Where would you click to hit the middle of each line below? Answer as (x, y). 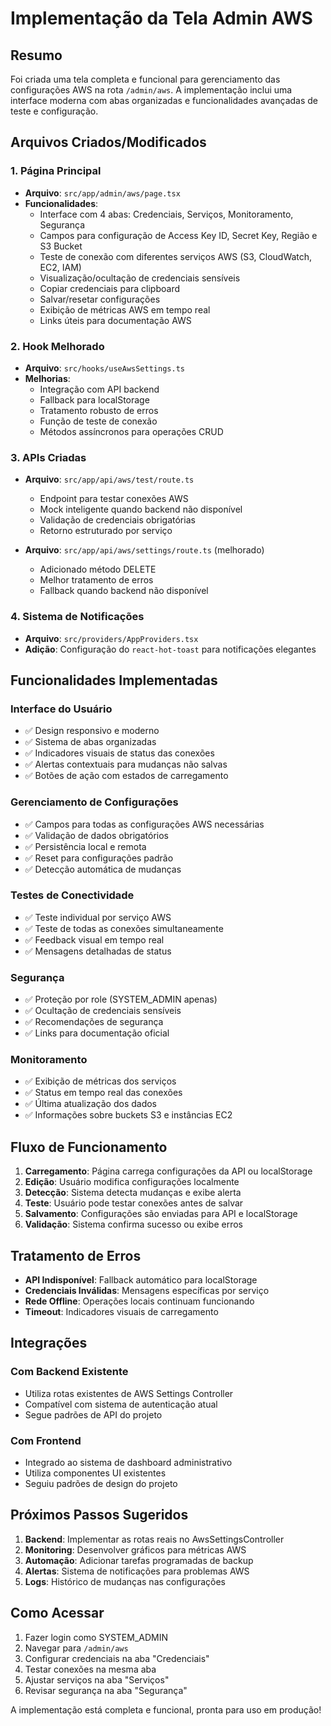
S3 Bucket (61, 246)
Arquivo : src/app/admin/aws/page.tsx (102, 193)
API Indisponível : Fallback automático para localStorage (141, 1280)
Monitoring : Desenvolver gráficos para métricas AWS (135, 1549)
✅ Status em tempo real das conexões (103, 1093)
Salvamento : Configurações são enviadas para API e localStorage (161, 1214)
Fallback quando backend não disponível (124, 591)
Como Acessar (57, 1613)
